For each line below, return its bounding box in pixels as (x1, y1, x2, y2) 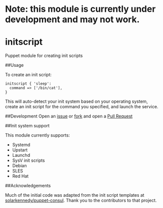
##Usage (5, 62, 24, 68)
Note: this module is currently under (5, 3, 156, 15)
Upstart (12, 147, 28, 153)
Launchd (12, 152, 30, 158)
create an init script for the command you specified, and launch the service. (5, 104, 159, 110)
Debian (12, 163, 27, 169)
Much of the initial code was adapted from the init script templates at (5, 192, 145, 198)
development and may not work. (5, 14, 140, 25)
